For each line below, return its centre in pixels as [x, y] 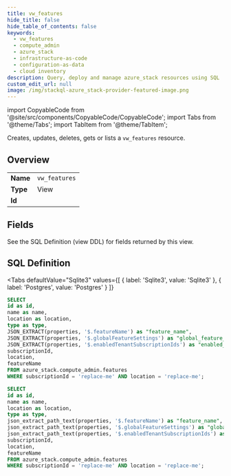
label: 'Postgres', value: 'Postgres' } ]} [60, 287]
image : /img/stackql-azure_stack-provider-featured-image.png [98, 90]
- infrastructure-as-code [51, 59]
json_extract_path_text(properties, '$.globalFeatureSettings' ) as [106, 428]
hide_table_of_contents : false [52, 26]
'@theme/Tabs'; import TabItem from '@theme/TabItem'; [87, 125]
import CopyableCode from [46, 110]
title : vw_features [35, 13]
